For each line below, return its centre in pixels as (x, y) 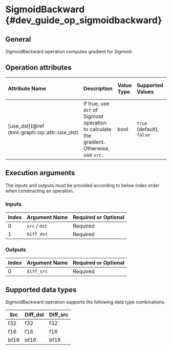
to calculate (98, 129)
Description (98, 88)
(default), (148, 129)
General (18, 39)
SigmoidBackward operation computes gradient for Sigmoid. (69, 52)
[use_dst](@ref (26, 126)
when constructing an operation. (40, 191)
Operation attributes (38, 68)
